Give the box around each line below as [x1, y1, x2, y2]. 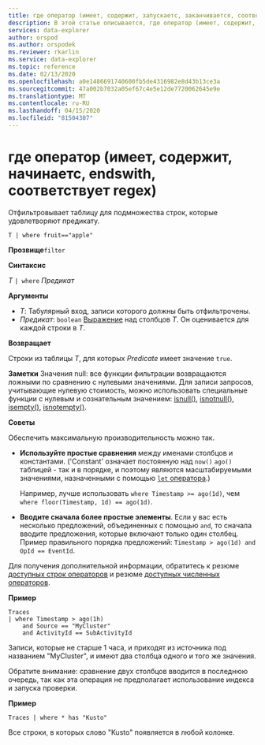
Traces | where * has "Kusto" [8, 713, 108, 721]
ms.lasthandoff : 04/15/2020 [8, 107, 101, 115]
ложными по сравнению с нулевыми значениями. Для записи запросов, [8, 377, 254, 386]
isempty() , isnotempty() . [8, 402, 87, 412]
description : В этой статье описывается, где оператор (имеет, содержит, [8, 19, 256, 27]
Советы [8, 417, 35, 427]
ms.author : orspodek [8, 41, 77, 49]
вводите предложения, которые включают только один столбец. [19, 529, 239, 538]
